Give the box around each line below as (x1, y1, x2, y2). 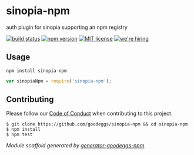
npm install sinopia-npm (6, 68, 67, 74)
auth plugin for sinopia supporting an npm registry (6, 24, 128, 31)
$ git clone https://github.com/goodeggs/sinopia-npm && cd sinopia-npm (6, 121, 188, 127)
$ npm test (6, 131, 33, 138)
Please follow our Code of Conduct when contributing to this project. (6, 110, 173, 117)
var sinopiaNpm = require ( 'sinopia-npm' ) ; (6, 78, 112, 84)
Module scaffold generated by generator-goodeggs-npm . (6, 142, 146, 149)
